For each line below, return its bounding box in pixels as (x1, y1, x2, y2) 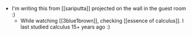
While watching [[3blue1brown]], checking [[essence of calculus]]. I (20, 17, 184, 24)
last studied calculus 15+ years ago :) (20, 23, 110, 30)
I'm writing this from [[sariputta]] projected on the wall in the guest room (11, 5, 186, 12)
